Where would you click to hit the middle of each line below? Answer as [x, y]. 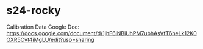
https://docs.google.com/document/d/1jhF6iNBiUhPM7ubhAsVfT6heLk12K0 [101, 33]
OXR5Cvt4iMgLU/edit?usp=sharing [50, 39]
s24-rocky [34, 10]
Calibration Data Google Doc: [43, 27]
